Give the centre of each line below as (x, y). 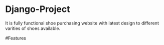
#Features (16, 38)
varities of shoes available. (33, 28)
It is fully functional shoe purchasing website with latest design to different (82, 23)
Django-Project (38, 9)
